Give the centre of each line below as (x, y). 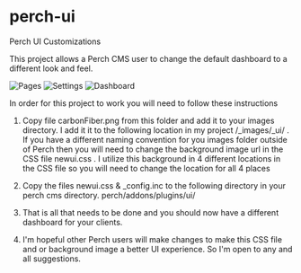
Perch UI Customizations (55, 41)
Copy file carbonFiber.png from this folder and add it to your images (148, 120)
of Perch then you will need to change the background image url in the (153, 149)
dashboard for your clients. (72, 222)
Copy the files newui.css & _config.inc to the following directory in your (154, 185)
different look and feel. (51, 68)
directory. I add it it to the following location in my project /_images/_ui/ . (155, 130)
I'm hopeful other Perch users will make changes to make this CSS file (152, 239)
